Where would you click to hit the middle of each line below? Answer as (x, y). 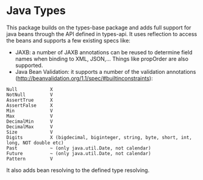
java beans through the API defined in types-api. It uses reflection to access (102, 34)
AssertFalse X (30, 105)
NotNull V (30, 95)
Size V (30, 132)
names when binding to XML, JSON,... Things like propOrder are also (102, 59)
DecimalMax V (30, 127)
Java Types (36, 11)
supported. (29, 65)
